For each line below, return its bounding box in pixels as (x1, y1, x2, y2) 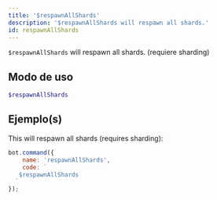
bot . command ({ (8, 148, 55, 157)
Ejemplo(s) (8, 113, 63, 126)
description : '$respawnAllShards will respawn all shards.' (8, 19, 210, 27)
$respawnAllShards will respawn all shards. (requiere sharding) (8, 48, 210, 57)
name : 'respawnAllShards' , (22, 156, 111, 164)
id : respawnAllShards (8, 26, 79, 34)
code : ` (22, 163, 47, 171)
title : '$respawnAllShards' (8, 11, 101, 20)
